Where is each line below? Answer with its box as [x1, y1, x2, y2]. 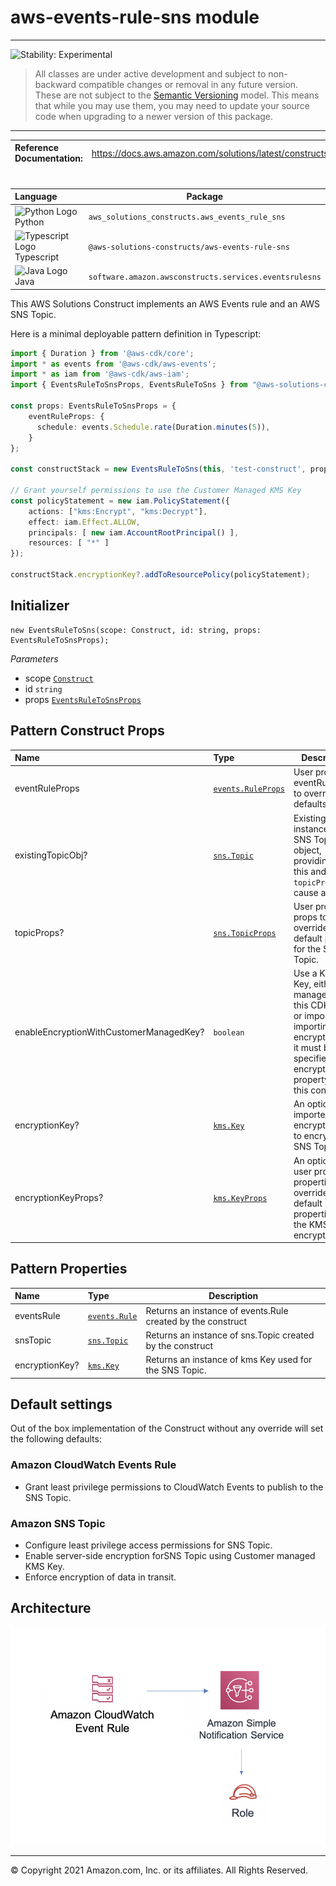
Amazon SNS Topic [10, 1516, 106, 1530]
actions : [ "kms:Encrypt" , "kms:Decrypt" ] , [28, 506, 208, 516]
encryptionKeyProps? [14, 1192, 104, 1204]
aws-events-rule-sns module [10, 6, 260, 29]
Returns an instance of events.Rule [145, 1304, 289, 1316]
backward [34, 78, 77, 90]
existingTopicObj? [14, 849, 88, 861]
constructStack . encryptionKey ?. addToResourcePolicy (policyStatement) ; [10, 570, 311, 580]
